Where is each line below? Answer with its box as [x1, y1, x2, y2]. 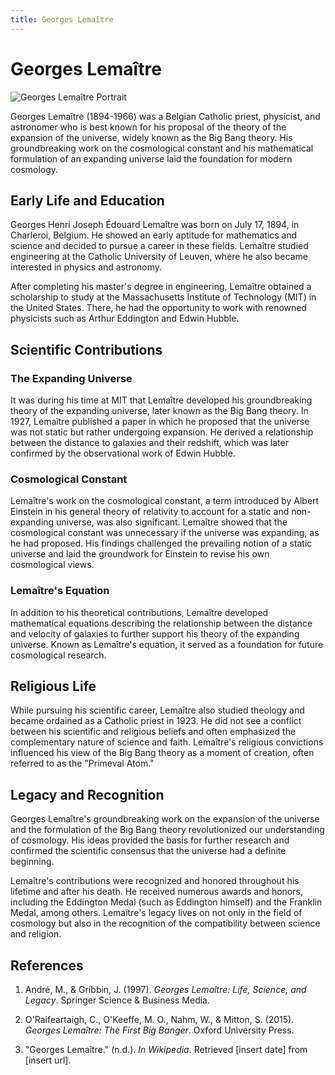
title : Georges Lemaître [10, 14, 114, 25]
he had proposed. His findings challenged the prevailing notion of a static [10, 537, 313, 550]
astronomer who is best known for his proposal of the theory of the [10, 121, 287, 133]
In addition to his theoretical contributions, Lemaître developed [10, 606, 269, 618]
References [10, 957, 84, 974]
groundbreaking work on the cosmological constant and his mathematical [10, 142, 314, 154]
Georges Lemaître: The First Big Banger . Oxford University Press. [24, 1024, 295, 1036]
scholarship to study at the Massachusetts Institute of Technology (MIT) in [10, 291, 317, 303]
